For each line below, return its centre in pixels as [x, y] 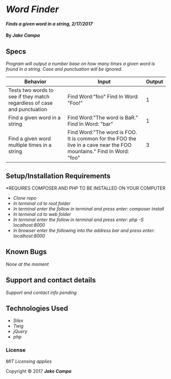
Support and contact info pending [41, 292]
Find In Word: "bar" [90, 124]
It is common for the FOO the [102, 139]
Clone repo [25, 198]
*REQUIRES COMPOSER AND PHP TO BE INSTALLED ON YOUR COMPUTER [86, 188]
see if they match [29, 97]
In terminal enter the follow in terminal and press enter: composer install [89, 209]
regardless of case [30, 103]
